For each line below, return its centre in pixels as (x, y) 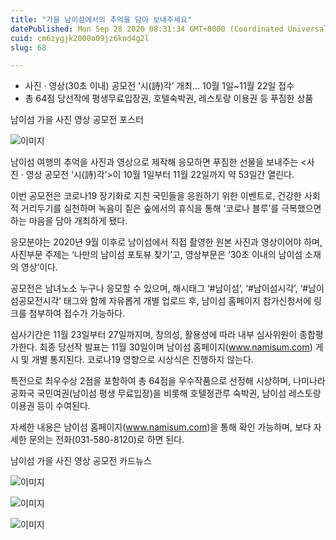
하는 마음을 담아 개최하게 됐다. (69, 221)
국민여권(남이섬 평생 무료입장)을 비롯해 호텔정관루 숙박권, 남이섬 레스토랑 (179, 393)
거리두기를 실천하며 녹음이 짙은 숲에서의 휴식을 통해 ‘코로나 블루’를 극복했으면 (171, 208)
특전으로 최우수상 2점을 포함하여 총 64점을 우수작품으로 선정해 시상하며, (151, 381)
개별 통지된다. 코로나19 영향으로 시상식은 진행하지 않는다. (142, 360)
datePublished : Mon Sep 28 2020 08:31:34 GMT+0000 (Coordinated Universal (169, 29)
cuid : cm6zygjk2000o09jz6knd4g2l (80, 38)
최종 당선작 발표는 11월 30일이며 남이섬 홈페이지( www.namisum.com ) (176, 347)
